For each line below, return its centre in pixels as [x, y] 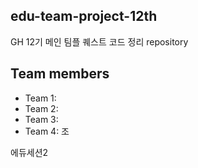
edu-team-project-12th [84, 16]
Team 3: [41, 119]
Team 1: [40, 98]
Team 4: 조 [47, 131]
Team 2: [41, 108]
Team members [60, 74]
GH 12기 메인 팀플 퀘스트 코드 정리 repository [99, 41]
